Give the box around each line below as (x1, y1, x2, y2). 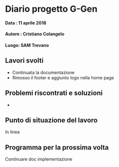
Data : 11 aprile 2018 (5, 20, 47, 25)
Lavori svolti (5, 56, 44, 65)
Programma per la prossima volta (5, 143, 109, 151)
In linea (5, 129, 20, 135)
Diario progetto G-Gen (5, 3, 97, 15)
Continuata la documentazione (12, 70, 75, 75)
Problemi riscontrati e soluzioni (5, 89, 103, 97)
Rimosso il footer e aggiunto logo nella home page (12, 74, 114, 80)
